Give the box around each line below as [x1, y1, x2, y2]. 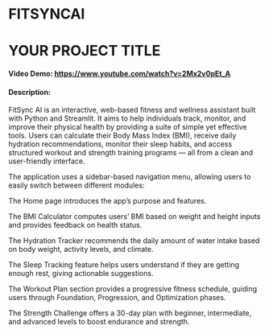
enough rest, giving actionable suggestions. [8, 269, 154, 278]
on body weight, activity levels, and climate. [8, 245, 154, 254]
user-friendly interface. [8, 156, 86, 166]
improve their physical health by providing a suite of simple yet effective [8, 122, 247, 132]
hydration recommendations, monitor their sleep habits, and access [8, 139, 232, 149]
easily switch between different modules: [8, 180, 145, 190]
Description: [8, 87, 51, 97]
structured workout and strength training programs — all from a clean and [8, 148, 254, 158]
